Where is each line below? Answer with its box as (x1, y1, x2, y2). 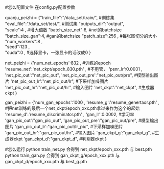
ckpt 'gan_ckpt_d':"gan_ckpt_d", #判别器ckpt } (13, 136, 107, 142)
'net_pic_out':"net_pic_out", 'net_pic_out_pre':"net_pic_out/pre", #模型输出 (5, 72, 154, 78)
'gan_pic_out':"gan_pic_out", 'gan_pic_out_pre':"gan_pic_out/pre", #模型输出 (5, 118, 159, 123)
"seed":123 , (5, 44, 30, 49)
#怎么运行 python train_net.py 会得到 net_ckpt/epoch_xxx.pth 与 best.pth (5, 146, 152, 152)
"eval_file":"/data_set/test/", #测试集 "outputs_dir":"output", (5, 21, 125, 26)
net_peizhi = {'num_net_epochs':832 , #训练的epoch (5, 60, 111, 66)
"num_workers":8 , (5, 39, 43, 44)
